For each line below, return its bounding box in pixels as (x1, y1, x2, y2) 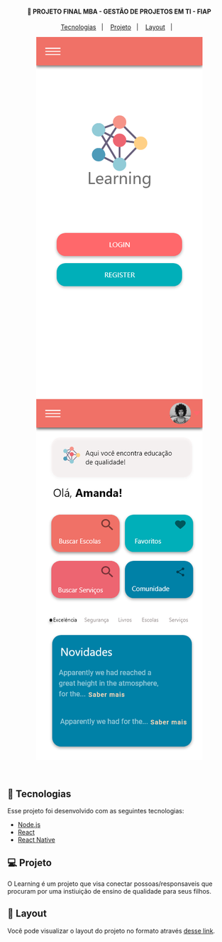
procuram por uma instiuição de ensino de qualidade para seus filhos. (7, 887, 211, 895)
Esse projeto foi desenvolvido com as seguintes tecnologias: (7, 807, 184, 815)
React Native (17, 835, 55, 844)
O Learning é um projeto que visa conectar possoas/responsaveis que (7, 879, 213, 888)
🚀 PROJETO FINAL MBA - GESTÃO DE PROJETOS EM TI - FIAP (27, 7, 211, 16)
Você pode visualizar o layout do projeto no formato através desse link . (7, 926, 215, 935)
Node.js (17, 820, 41, 829)
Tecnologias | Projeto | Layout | (60, 23, 173, 31)
